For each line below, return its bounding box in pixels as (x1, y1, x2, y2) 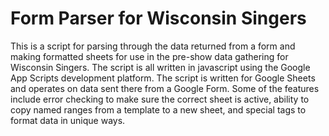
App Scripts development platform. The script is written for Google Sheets (10, 72, 316, 84)
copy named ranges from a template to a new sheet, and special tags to (10, 103, 307, 116)
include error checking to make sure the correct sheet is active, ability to (10, 93, 310, 105)
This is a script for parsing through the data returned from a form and (10, 40, 296, 52)
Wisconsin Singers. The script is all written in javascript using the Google (10, 61, 311, 73)
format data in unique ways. (10, 114, 126, 126)
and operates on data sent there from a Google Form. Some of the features (10, 82, 320, 94)
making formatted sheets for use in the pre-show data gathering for (10, 50, 289, 62)
